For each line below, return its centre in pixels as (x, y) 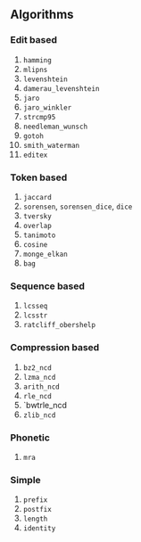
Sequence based (48, 286)
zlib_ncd (39, 415)
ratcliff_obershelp (59, 325)
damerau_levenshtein (61, 88)
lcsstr (35, 316)
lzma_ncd (39, 377)
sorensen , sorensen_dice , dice (78, 206)
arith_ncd (41, 387)
